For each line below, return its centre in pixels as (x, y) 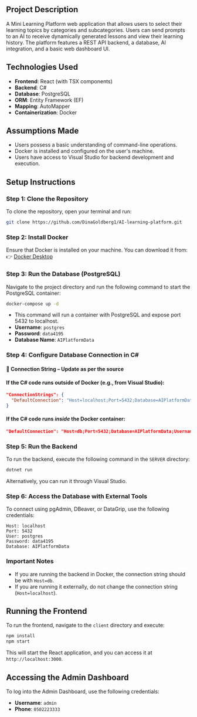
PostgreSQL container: (33, 293)
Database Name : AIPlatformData (55, 340)
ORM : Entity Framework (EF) (49, 100)
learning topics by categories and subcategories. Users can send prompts (96, 30)
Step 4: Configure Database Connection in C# (72, 355)
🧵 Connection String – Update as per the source (65, 369)
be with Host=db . (34, 580)
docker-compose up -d (33, 304)
